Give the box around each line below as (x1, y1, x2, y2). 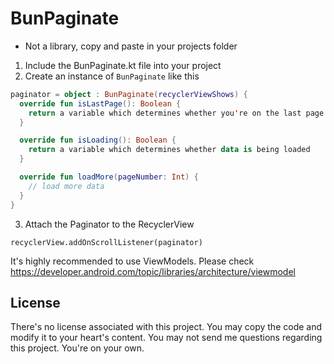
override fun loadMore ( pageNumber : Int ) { (19, 172, 199, 182)
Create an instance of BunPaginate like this (24, 70, 200, 82)
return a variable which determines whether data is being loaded (28, 145, 311, 155)
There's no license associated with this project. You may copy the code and (10, 321, 323, 333)
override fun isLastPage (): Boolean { (19, 98, 182, 109)
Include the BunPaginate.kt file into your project (24, 59, 222, 71)
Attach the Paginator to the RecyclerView (24, 218, 195, 230)
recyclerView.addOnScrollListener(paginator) (10, 237, 203, 247)
